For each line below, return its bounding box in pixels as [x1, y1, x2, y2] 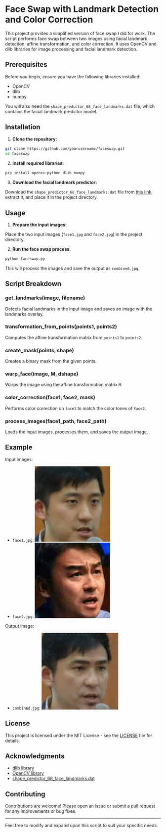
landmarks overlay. [5, 311, 44, 317]
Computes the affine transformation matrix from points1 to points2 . [5, 334, 142, 340]
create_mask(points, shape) [5, 347, 74, 354]
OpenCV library [12, 770, 44, 776]
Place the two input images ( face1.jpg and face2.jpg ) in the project [5, 231, 143, 237]
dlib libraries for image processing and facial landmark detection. [5, 46, 137, 52]
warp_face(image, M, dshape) [5, 370, 79, 377]
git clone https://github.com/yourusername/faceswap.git [5, 146, 125, 151]
